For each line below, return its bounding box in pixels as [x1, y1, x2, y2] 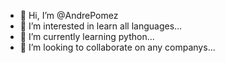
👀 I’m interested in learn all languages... [19, 20, 183, 32]
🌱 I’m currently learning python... [19, 31, 155, 42]
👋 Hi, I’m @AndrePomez [19, 10, 119, 21]
